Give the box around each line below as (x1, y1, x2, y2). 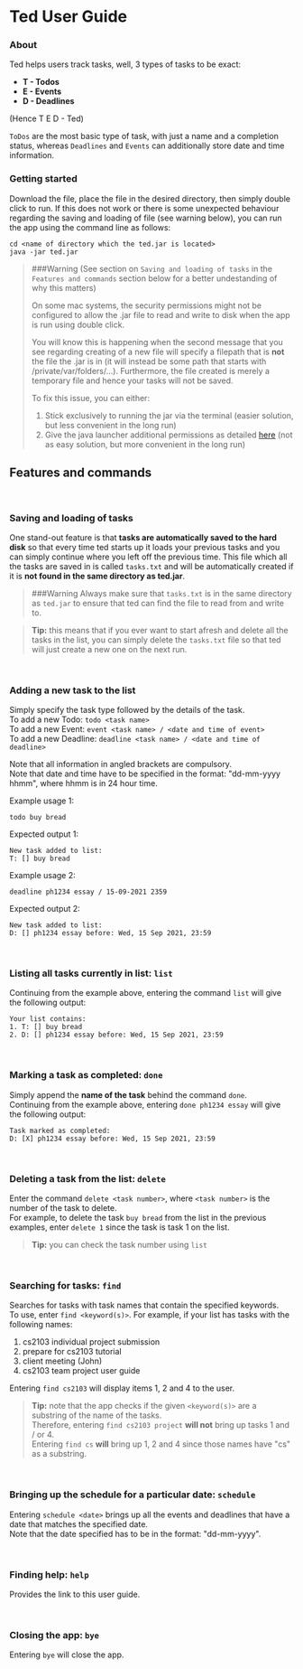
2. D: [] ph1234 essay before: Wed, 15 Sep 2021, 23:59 (9, 1030, 224, 1040)
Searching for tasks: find (9, 1280, 122, 1291)
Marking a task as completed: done (9, 1069, 163, 1082)
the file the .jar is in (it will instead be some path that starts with (31, 355, 267, 367)
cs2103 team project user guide (22, 1365, 141, 1376)
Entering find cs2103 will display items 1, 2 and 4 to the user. (9, 1383, 235, 1393)
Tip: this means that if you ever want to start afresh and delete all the (31, 624, 289, 635)
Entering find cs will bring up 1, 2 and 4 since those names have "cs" (31, 1439, 291, 1449)
